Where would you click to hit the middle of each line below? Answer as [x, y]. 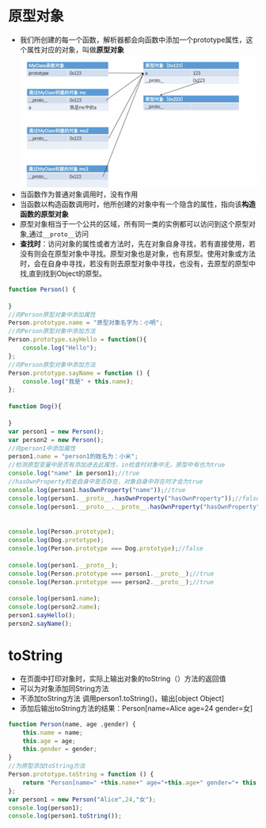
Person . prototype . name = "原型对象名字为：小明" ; [86, 323]
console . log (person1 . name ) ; [55, 599]
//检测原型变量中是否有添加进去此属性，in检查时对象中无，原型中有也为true [117, 465]
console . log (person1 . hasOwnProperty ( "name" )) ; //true [97, 490]
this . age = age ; [49, 741]
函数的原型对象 [44, 214]
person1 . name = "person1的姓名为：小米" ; [73, 456]
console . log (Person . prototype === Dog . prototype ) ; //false [106, 549]
